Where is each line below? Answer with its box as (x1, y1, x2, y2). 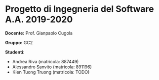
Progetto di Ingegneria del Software (5, 3, 154, 15)
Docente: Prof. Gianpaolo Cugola (5, 30, 73, 36)
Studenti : (5, 49, 25, 55)
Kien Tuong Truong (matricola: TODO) (12, 69, 90, 75)
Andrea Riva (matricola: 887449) (12, 58, 79, 64)
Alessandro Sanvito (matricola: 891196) (12, 64, 92, 70)
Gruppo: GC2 (5, 39, 33, 45)
